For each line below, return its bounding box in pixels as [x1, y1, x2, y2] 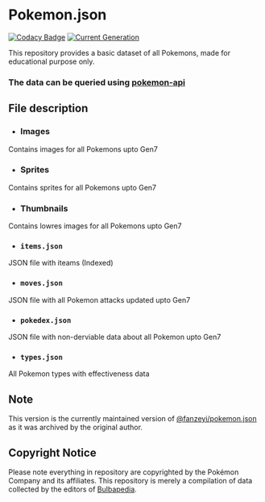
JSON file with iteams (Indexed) [8, 258, 114, 268]
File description [8, 102, 89, 115]
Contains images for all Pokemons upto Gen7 [8, 144, 159, 154]
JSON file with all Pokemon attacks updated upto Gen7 [8, 295, 191, 304]
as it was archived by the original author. [8, 422, 143, 433]
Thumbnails [19, 203, 68, 214]
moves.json [19, 278, 63, 288]
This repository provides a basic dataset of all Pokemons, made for [8, 48, 231, 57]
